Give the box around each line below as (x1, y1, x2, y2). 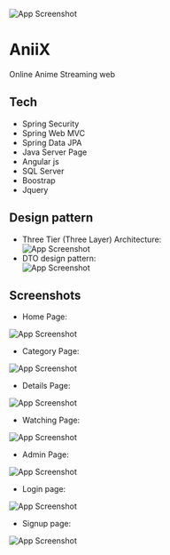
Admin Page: (21, 449, 69, 460)
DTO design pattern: (21, 253, 97, 263)
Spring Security (21, 118, 80, 129)
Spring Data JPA (21, 137, 82, 148)
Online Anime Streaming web (9, 68, 115, 79)
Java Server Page (21, 147, 88, 157)
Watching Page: (21, 414, 81, 426)
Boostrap (21, 174, 56, 186)
